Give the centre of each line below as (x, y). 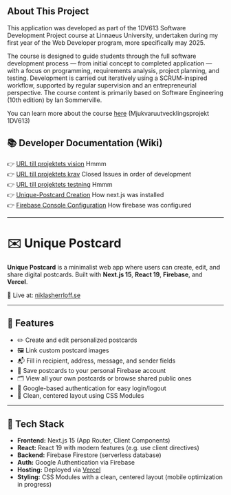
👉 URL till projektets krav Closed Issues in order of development (99, 174)
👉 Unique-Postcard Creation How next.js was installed (86, 194)
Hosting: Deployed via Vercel (59, 470)
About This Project (48, 11)
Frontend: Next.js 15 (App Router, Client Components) (93, 441)
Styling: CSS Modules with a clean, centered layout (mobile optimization (120, 477)
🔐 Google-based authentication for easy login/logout (91, 388)
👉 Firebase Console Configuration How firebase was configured (99, 205)
